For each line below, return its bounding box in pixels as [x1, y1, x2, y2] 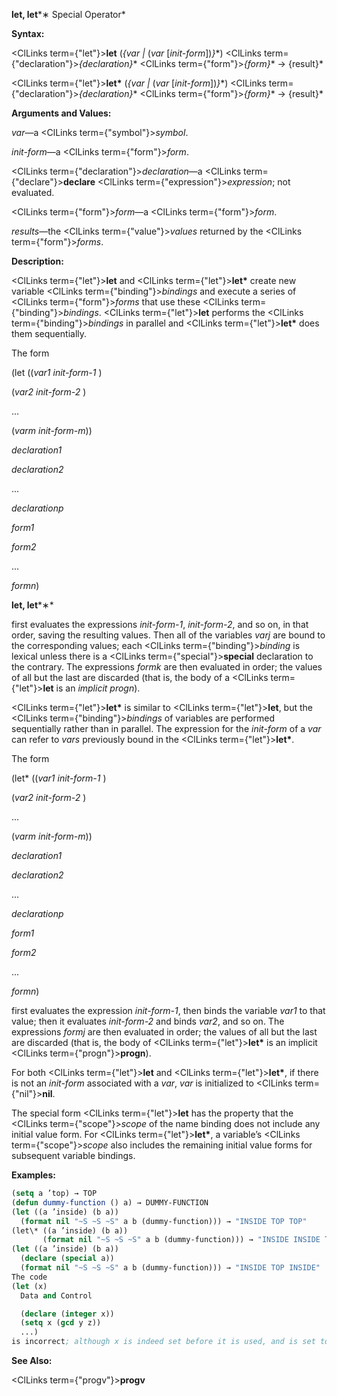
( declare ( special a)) [20, 1254, 115, 1264]
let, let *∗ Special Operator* [11, 9, 126, 20]
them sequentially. [11, 328, 88, 339]
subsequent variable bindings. [11, 1150, 136, 1161]
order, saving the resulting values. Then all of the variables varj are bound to [11, 629, 326, 641]
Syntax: [11, 28, 45, 39]
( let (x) [11, 1281, 48, 1291]
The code [11, 1272, 48, 1282]
